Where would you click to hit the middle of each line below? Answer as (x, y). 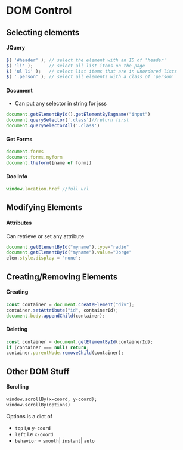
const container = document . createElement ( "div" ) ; (70, 304)
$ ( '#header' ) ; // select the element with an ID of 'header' (86, 60)
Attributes (19, 223)
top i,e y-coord (32, 428)
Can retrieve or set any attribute (45, 236)
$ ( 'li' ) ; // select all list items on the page (76, 66)
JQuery (16, 48)
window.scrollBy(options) (38, 405)
